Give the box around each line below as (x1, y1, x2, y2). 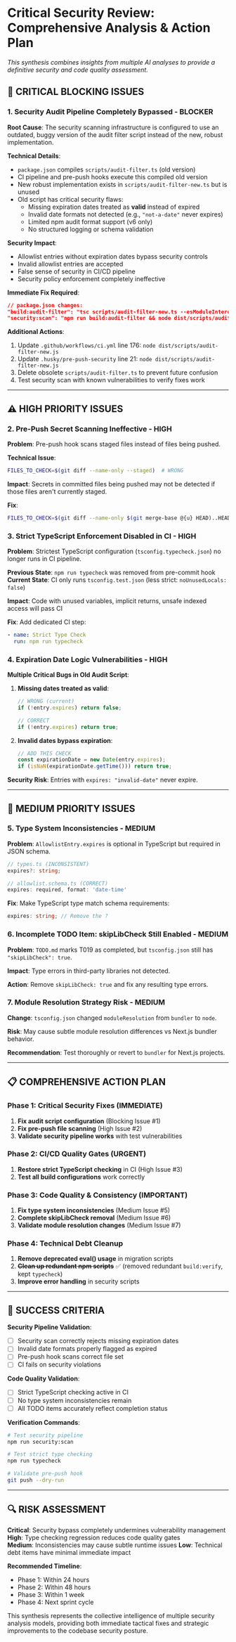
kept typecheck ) (17, 1270, 63, 1279)
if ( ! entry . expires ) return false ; (17, 704, 122, 711)
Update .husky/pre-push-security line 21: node (17, 355, 152, 363)
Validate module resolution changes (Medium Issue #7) (17, 1221, 181, 1229)
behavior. (7, 1035, 34, 1043)
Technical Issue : (7, 453, 56, 462)
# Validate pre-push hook (7, 1470, 83, 1478)
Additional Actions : (7, 328, 65, 336)
